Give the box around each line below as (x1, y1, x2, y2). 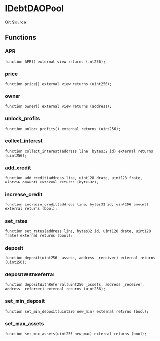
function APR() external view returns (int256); (5, 59, 106, 64)
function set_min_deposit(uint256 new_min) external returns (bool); (5, 309, 149, 314)
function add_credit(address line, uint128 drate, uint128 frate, (5, 176, 142, 181)
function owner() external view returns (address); (5, 104, 112, 109)
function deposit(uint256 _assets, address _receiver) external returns (5, 255, 156, 260)
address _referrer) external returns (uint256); (5, 287, 106, 292)
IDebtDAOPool (5, 3, 64, 14)
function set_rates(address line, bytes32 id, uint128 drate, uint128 (5, 228, 151, 234)
